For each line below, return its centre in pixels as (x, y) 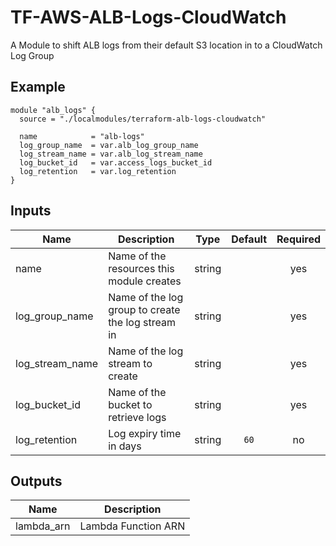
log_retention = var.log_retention (98, 171)
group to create (144, 309)
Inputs (31, 211)
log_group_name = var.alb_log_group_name (109, 145)
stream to (130, 363)
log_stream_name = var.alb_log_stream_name (111, 154)
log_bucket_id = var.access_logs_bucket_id (116, 162)
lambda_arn (43, 526)
